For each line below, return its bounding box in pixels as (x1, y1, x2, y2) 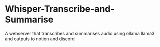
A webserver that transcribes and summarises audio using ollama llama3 (5, 30, 155, 36)
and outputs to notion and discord (5, 36, 75, 42)
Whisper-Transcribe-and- (5, 3, 115, 15)
